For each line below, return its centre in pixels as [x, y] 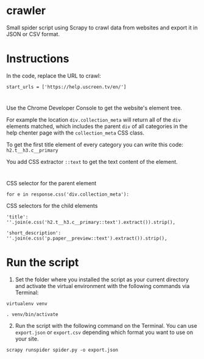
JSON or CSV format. [33, 34]
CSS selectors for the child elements [52, 206]
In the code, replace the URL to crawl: [54, 76]
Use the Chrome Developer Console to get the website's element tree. [94, 108]
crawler [26, 11]
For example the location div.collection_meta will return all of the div [94, 120]
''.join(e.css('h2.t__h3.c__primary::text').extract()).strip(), [91, 223]
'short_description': [34, 233]
